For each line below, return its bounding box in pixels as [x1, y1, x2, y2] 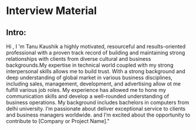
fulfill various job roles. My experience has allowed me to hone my [6, 87, 166, 93]
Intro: [6, 28, 26, 37]
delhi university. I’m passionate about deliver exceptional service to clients [6, 105, 186, 112]
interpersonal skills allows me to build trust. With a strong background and [6, 68, 186, 74]
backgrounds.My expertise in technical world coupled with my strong [6, 61, 174, 69]
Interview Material [6, 4, 97, 18]
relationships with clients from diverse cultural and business [6, 56, 151, 62]
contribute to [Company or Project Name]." [6, 118, 110, 124]
